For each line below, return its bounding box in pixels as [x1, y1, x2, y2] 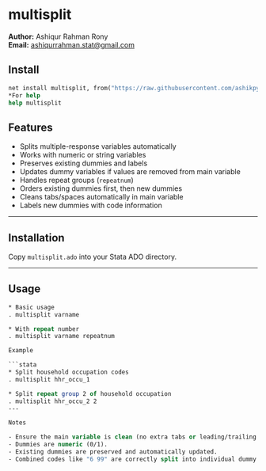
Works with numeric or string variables [19, 150, 146, 160]
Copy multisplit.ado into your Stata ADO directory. [8, 252, 177, 261]
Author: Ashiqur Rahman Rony [8, 32, 108, 41]
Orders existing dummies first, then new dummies [19, 184, 183, 193]
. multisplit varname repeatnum [8, 332, 115, 340]
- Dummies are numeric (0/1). [8, 441, 108, 449]
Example [8, 347, 34, 355]
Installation [8, 231, 65, 245]
